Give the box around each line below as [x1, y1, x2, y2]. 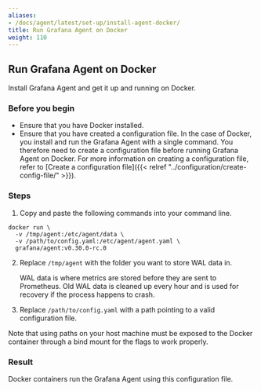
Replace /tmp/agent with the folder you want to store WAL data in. [19, 258, 233, 267]
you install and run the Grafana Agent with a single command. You [19, 137, 234, 147]
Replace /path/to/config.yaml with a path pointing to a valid [19, 305, 216, 314]
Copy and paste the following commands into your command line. [19, 208, 233, 217]
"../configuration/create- [168, 163, 247, 172]
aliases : [8, 11, 37, 20]
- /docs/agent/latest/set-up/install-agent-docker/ [8, 19, 180, 27]
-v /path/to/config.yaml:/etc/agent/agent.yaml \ [15, 237, 180, 245]
